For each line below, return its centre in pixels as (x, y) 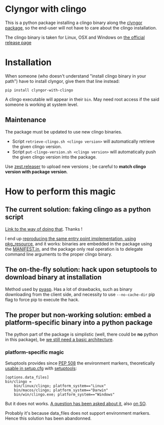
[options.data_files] (27, 377)
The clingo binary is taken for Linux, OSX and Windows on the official (75, 37)
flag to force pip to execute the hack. (42, 299)
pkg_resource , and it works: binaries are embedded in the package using (79, 243)
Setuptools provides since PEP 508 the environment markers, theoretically (80, 363)
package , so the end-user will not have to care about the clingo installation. (81, 27)
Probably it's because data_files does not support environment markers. (78, 413)
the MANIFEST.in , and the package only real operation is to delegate (74, 249)
